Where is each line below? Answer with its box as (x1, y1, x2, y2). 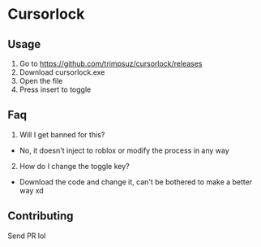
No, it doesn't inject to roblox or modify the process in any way (19, 145, 230, 155)
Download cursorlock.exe (19, 67, 105, 77)
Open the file (19, 76, 63, 85)
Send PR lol (7, 231, 46, 240)
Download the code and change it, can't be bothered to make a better (19, 176, 253, 187)
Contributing (7, 209, 74, 223)
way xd (19, 185, 44, 195)
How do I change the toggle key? (19, 161, 130, 171)
